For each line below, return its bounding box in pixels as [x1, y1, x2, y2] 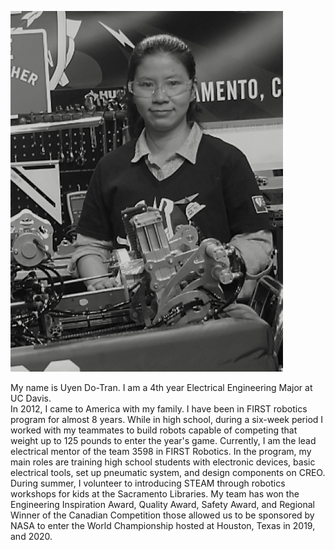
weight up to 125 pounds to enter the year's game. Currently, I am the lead [10, 435, 317, 446]
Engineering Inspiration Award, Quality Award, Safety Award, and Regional [10, 499, 315, 510]
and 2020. [10, 531, 53, 542]
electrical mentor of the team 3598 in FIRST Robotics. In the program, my [10, 446, 312, 457]
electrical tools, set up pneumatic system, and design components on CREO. [10, 467, 326, 478]
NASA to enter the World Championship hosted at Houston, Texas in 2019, [10, 520, 316, 531]
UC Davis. [10, 392, 52, 404]
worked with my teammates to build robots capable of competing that [10, 424, 298, 436]
